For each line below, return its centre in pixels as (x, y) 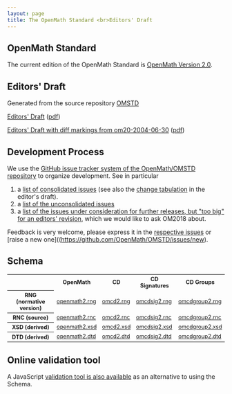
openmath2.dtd (76, 337)
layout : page (26, 14)
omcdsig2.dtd (154, 337)
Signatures (154, 286)
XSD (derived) (30, 327)
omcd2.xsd (116, 327)
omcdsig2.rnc (154, 317)
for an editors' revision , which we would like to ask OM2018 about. (112, 218)
